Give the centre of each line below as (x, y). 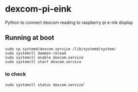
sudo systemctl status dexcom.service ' (45, 85)
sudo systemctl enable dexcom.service (44, 57)
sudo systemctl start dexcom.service (43, 62)
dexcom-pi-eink (38, 9)
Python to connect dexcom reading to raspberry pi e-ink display (69, 22)
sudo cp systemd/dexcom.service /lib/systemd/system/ (61, 49)
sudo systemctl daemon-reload (36, 53)
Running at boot (30, 38)
